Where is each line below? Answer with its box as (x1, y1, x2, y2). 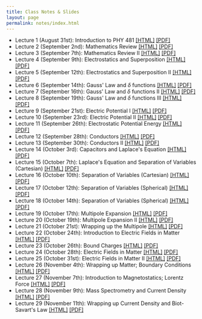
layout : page (6, 14, 39, 21)
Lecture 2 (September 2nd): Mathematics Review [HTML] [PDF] (14, 43, 174, 50)
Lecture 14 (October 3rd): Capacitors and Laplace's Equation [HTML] (14, 146, 187, 153)
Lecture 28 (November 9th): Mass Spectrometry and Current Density (14, 287, 187, 294)
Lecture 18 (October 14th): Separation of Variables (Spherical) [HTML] (14, 197, 189, 204)
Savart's (14, 306, 36, 314)
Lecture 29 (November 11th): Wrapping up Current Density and (14, 300, 171, 307)
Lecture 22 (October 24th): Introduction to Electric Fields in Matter (14, 229, 180, 236)
